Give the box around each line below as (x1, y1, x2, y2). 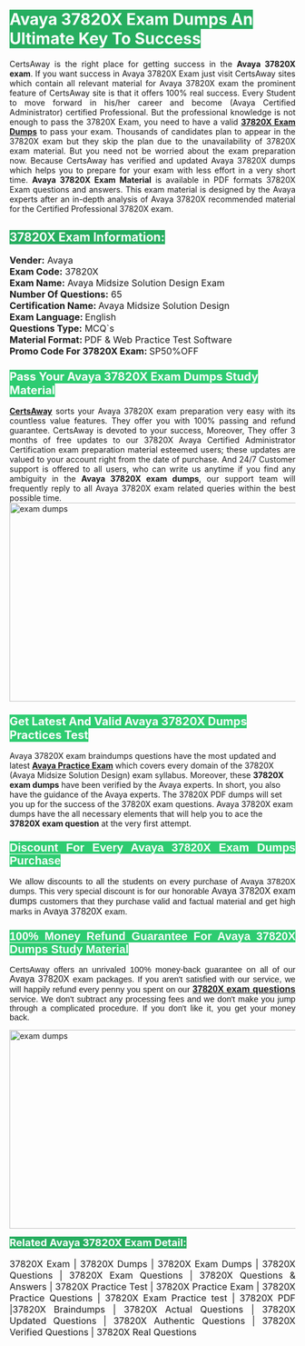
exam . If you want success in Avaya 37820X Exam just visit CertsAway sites (9, 68, 296, 79)
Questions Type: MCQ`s (9, 322, 115, 334)
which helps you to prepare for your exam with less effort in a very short (9, 165, 296, 175)
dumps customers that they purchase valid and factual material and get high (9, 895, 297, 906)
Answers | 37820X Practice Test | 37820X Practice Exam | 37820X (9, 1280, 296, 1292)
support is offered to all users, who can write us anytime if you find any (9, 464, 296, 474)
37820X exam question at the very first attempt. (9, 818, 192, 829)
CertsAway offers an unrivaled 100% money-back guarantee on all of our (9, 964, 296, 974)
